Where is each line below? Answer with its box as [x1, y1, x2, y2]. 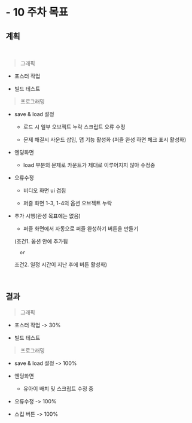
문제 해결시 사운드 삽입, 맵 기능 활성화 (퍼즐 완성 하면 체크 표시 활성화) [23, 136, 187, 143]
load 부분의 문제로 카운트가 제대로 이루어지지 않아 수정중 [23, 162, 156, 168]
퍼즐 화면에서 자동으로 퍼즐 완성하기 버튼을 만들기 [23, 225, 139, 232]
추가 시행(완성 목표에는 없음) [14, 212, 81, 219]
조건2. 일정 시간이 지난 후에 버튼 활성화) [14, 261, 108, 268]
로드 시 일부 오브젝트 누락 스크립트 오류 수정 [23, 123, 126, 130]
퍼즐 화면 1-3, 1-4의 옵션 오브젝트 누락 [23, 200, 112, 206]
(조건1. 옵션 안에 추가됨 [14, 238, 68, 245]
